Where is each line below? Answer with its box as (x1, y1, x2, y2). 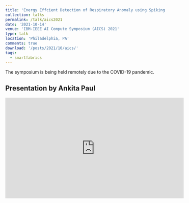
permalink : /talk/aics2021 (5, 17, 63, 22)
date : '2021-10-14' (5, 21, 47, 27)
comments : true (5, 41, 38, 46)
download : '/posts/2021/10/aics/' (5, 46, 79, 51)
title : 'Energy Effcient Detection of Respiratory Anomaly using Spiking (5, 7, 166, 13)
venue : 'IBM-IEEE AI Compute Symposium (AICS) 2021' (5, 27, 120, 32)
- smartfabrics (10, 55, 42, 60)
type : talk (5, 31, 29, 36)
